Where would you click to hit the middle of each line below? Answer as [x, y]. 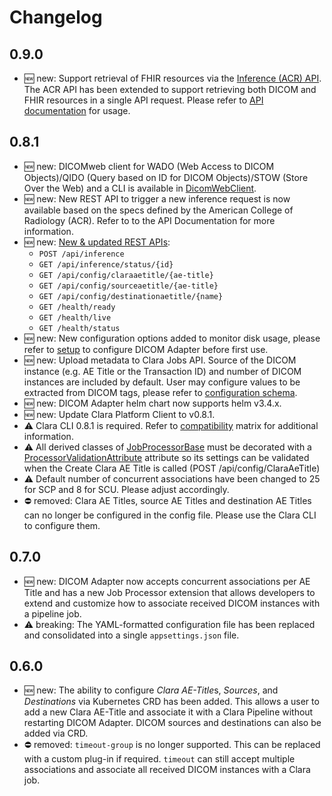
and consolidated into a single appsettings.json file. [131, 635]
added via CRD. [56, 733]
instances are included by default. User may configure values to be [162, 382]
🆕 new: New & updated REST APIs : [97, 242]
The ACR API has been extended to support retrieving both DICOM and [170, 89]
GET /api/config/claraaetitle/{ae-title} [126, 275]
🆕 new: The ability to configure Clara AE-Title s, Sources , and [151, 690]
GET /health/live [75, 317]
